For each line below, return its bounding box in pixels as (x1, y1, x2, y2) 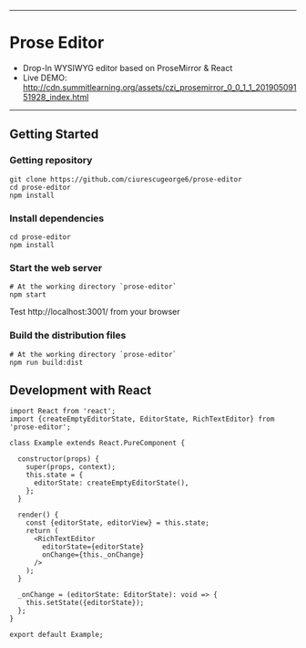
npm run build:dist (9, 358, 84, 367)
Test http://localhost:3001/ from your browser (9, 307, 180, 318)
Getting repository (9, 154, 93, 167)
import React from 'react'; (9, 407, 117, 416)
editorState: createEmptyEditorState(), (33, 478, 189, 488)
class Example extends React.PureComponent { (9, 439, 185, 448)
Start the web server (9, 261, 103, 274)
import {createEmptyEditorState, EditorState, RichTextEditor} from (9, 414, 275, 424)
